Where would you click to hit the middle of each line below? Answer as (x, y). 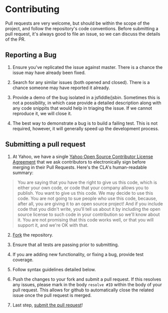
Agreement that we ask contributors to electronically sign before (79, 162)
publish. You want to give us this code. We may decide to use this (85, 193)
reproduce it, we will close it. (42, 113)
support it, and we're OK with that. (53, 225)
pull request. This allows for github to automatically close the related (83, 290)
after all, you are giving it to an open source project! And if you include (90, 204)
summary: (23, 173)
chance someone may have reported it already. (61, 88)
